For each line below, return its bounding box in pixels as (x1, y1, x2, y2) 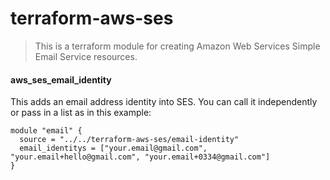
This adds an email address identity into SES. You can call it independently (10, 96, 318, 108)
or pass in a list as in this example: (10, 107, 152, 119)
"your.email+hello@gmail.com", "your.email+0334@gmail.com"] (10, 152, 271, 162)
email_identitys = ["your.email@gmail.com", (19, 143, 208, 154)
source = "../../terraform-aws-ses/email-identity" (19, 135, 240, 145)
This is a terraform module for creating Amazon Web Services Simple (34, 40, 321, 52)
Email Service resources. (34, 50, 138, 62)
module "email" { (10, 126, 83, 136)
